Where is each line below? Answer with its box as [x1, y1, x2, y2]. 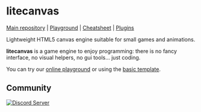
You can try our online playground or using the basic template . [6, 65, 161, 73]
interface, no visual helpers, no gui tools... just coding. [6, 54, 141, 61]
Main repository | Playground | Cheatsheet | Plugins [6, 24, 134, 31]
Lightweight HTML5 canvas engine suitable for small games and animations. [6, 36, 196, 43]
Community [6, 83, 52, 93]
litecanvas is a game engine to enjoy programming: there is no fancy [6, 47, 178, 55]
